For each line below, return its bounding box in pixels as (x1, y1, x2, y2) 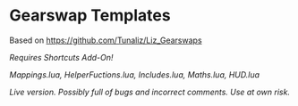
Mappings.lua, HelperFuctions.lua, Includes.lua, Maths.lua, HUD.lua (9, 69, 260, 80)
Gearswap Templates (9, 5, 172, 26)
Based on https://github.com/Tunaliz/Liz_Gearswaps (9, 35, 203, 45)
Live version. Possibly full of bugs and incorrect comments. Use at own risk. (9, 86, 291, 97)
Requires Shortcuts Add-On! (9, 52, 114, 62)
